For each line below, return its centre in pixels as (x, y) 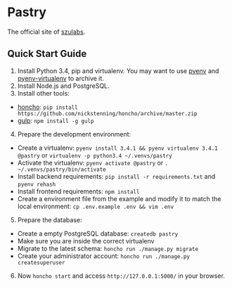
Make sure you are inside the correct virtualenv (86, 241)
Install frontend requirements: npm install (78, 191)
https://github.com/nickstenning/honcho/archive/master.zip (107, 113)
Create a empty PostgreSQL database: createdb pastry (98, 234)
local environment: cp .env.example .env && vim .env (96, 206)
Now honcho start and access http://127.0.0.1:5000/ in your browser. (121, 276)
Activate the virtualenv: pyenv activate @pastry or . (93, 162)
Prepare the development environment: (74, 134)
